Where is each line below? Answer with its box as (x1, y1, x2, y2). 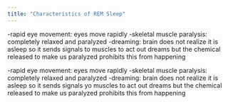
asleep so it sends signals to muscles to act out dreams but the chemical (7, 45, 221, 53)
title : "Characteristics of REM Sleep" (7, 10, 126, 18)
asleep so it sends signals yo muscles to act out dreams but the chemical (7, 81, 222, 89)
